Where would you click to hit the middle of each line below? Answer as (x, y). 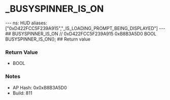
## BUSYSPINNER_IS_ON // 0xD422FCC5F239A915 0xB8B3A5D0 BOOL (81, 34)
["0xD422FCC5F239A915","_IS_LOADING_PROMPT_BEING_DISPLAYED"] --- (85, 28)
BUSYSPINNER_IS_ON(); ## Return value (48, 39)
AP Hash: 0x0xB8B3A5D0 (40, 87)
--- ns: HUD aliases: (26, 23)
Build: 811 (22, 93)
